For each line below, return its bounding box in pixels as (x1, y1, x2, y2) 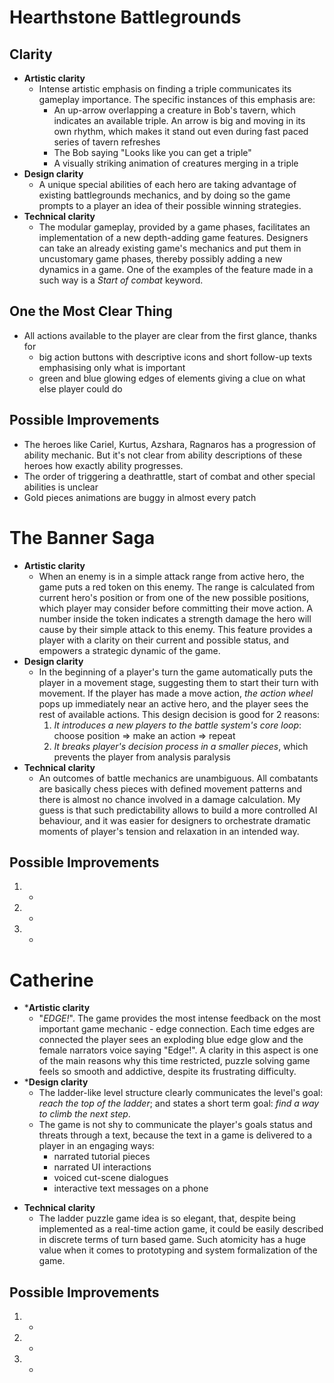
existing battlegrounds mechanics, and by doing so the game (38, 189, 291, 201)
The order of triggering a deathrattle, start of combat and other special (23, 470, 316, 482)
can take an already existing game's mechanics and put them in (38, 242, 302, 254)
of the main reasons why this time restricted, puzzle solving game (38, 1055, 311, 1067)
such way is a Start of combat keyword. (38, 274, 204, 286)
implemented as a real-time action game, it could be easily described (38, 1223, 324, 1235)
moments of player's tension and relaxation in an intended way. (38, 825, 300, 837)
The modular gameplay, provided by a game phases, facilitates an (38, 221, 311, 233)
